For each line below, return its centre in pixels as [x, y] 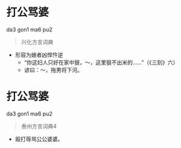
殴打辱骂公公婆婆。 [39, 139]
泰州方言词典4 [39, 126]
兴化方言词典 [37, 42]
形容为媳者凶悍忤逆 [39, 54]
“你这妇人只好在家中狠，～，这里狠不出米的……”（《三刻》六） [101, 62]
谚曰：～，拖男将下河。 [53, 69]
